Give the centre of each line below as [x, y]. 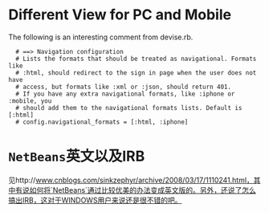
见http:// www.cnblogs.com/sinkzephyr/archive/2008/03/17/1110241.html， [131, 180]
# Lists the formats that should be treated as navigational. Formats [136, 59]
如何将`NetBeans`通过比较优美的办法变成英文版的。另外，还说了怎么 [143, 190]
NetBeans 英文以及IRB [77, 156]
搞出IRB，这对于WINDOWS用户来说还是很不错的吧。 [95, 200]
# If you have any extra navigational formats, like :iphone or [125, 94]
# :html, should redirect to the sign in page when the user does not [136, 73]
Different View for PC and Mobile [120, 15]
